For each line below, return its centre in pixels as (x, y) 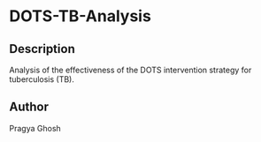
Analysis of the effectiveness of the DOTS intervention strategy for (130, 70)
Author (29, 107)
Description (42, 49)
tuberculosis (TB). (42, 79)
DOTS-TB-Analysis (81, 16)
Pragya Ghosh (35, 128)
